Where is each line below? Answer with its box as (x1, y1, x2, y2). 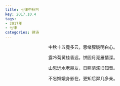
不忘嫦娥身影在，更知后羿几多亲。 (48, 76, 118, 81)
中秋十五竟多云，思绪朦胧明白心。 (48, 44, 118, 50)
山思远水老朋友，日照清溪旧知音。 (48, 65, 118, 71)
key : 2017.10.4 (5, 12, 37, 17)
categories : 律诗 (5, 30, 40, 35)
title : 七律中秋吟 (5, 7, 40, 12)
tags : (5, 16, 16, 21)
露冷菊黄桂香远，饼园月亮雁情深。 (48, 55, 118, 60)
